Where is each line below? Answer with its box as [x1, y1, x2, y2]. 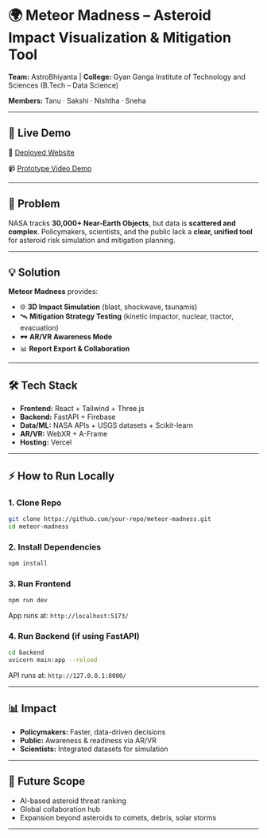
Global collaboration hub [19, 804, 101, 813]
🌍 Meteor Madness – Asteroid [8, 6, 212, 25]
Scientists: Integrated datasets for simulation [19, 744, 168, 754]
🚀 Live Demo [8, 127, 72, 140]
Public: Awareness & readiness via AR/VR [19, 735, 157, 745]
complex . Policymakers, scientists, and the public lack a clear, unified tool [8, 226, 253, 236]
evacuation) [19, 323, 60, 333]
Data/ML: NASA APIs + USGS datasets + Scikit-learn [19, 421, 193, 430]
